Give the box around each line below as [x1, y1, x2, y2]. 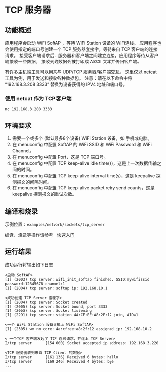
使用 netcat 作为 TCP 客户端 [5, 95, 72, 102]
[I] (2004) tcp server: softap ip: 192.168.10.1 [5, 286, 108, 291]
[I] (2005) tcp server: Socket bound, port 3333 [5, 304, 108, 309]
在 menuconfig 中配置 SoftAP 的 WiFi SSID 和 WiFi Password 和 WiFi [12, 142, 152, 148]
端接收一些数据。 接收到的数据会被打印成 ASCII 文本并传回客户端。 [5, 59, 142, 64]
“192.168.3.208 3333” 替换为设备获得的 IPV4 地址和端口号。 [5, 81, 128, 87]
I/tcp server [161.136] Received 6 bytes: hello [5, 354, 119, 360]
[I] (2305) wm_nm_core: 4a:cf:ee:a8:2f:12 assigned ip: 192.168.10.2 [5, 326, 152, 331]
